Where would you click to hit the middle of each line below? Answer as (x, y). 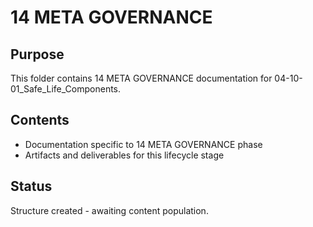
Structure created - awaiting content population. (109, 210)
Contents (40, 120)
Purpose (37, 54)
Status (31, 186)
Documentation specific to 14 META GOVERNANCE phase (143, 144)
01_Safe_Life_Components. (66, 89)
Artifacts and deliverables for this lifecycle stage (124, 155)
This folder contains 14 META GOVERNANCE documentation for (141, 78)
